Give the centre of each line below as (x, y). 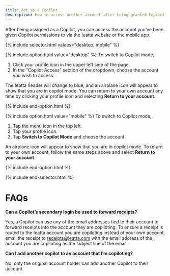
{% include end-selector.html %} (40, 177)
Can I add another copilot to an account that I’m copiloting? (69, 254)
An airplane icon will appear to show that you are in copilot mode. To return (84, 147)
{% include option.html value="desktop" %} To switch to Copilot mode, (80, 55)
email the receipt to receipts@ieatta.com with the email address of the (79, 238)
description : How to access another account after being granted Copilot (85, 15)
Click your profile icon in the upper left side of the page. (71, 64)
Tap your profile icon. (35, 131)
